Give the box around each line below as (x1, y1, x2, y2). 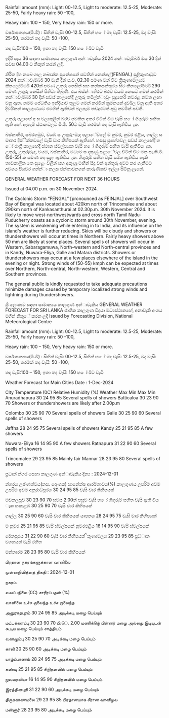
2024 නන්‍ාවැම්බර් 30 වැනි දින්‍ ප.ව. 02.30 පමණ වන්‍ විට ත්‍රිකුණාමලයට (5, 77, 146, 83)
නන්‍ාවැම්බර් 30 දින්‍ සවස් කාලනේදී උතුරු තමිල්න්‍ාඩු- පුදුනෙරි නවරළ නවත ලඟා (5, 94, 162, 100)
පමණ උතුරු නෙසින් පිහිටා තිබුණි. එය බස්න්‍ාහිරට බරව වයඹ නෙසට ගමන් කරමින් (5, 88, 163, 94)
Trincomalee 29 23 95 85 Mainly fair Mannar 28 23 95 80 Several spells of (5, 456, 161, 461)
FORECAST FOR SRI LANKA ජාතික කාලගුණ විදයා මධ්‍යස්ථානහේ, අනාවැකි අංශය (5, 307, 163, 313)
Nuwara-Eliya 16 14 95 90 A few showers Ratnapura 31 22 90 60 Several (5, 440, 156, 446)
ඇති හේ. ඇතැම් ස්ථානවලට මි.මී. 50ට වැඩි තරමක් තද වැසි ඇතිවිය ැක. (5, 121, 140, 127)
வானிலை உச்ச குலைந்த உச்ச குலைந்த (5, 600, 75, 605)
